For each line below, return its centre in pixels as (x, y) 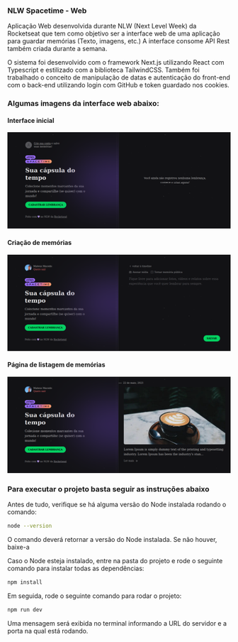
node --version (30, 526)
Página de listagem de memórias (56, 365)
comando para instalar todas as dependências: (76, 568)
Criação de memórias (40, 243)
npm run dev (25, 610)
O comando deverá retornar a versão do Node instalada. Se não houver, (112, 540)
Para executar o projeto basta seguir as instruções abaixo (109, 489)
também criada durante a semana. (57, 49)
